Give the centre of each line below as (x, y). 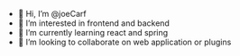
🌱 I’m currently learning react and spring (93, 32)
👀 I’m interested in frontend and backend (93, 23)
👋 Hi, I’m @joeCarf (52, 14)
